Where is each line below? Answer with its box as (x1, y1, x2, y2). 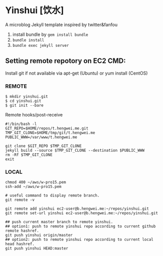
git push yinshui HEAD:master (5, 246, 69, 251)
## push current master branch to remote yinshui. (5, 220, 113, 225)
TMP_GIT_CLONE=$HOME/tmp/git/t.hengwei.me (5, 131, 95, 136)
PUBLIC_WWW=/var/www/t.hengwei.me (5, 135, 78, 140)
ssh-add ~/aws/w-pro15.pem (5, 184, 62, 189)
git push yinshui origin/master (5, 233, 73, 238)
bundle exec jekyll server (12, 43, 69, 48)
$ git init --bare (5, 103, 44, 108)
